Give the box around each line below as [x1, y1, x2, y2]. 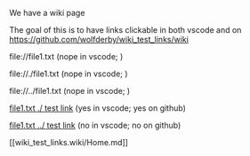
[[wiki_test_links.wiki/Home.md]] [9, 137, 129, 147]
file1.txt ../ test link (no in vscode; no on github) [9, 120, 181, 130]
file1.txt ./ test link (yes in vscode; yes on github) [9, 103, 187, 113]
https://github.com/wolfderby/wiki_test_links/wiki [9, 35, 190, 44]
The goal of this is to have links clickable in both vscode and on [9, 25, 242, 35]
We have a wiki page [9, 8, 85, 18]
